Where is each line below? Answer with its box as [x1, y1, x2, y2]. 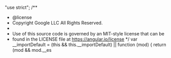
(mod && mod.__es [12, 47, 52, 53]
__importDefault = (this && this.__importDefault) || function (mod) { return [12, 42, 166, 48]
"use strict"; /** [5, 5, 38, 10]
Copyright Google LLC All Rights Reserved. [12, 20, 103, 26]
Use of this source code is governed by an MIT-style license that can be [12, 31, 165, 36]
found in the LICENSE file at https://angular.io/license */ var [12, 36, 138, 42]
